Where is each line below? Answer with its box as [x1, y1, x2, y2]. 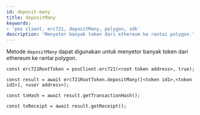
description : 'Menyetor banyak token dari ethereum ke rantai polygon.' [6, 31, 195, 38]
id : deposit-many [6, 8, 51, 15]
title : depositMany [6, 15, 56, 21]
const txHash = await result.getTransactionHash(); [6, 93, 140, 99]
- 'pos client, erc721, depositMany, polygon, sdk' [6, 25, 140, 32]
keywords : [6, 20, 32, 26]
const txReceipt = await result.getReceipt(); [6, 103, 127, 110]
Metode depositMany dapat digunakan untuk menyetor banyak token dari [6, 48, 188, 55]
